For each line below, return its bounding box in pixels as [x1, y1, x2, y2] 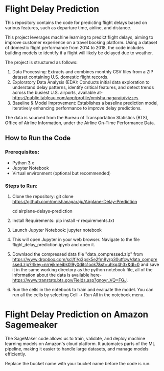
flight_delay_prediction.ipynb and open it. [12, 241, 95, 247]
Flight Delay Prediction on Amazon [5, 309, 148, 320]
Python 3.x [12, 160, 34, 166]
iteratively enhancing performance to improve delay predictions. [12, 105, 142, 111]
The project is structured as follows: [5, 59, 78, 65]
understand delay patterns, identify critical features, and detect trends [12, 84, 154, 90]
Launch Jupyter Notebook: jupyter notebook [12, 227, 102, 233]
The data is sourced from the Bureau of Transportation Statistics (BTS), [5, 114, 149, 120]
